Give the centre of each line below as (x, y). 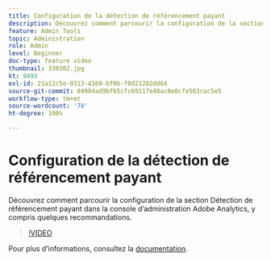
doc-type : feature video (50, 61)
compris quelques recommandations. (70, 217)
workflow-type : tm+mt (45, 99)
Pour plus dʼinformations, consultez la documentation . (98, 248)
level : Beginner (35, 53)
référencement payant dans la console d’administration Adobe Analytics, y (132, 208)
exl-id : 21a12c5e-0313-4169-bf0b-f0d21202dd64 (88, 83)
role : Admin (28, 46)
